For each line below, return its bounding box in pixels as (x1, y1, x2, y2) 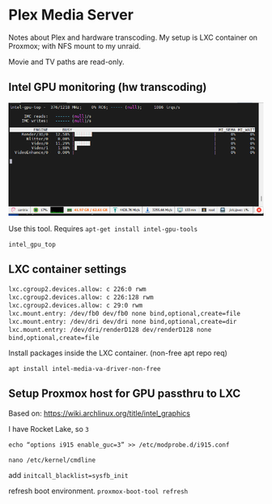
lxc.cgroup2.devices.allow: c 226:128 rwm (8, 293, 154, 301)
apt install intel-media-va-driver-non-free (8, 364, 161, 373)
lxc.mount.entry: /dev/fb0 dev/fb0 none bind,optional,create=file (8, 309, 241, 317)
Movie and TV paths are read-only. (8, 57, 125, 67)
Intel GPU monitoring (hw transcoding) (8, 80, 207, 94)
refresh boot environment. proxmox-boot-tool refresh (8, 485, 189, 496)
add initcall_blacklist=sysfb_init (8, 470, 129, 480)
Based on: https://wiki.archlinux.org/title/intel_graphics (8, 408, 190, 418)
